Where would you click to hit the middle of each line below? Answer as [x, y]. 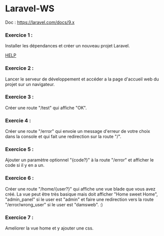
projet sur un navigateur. [30, 84]
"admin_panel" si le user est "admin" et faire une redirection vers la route [80, 199]
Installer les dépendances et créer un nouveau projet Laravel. [67, 46]
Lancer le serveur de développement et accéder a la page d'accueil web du [82, 79]
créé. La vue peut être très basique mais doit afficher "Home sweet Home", [82, 194]
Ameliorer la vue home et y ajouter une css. [49, 228]
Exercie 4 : [18, 120]
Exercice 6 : [20, 178]
